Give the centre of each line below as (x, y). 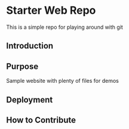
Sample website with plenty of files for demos (63, 81)
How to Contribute (41, 120)
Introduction (30, 46)
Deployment (30, 100)
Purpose (22, 66)
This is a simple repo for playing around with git (65, 27)
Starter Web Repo (51, 10)
